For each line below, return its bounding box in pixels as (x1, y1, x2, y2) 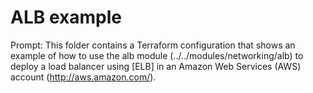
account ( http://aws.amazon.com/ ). (10, 71, 157, 83)
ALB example (10, 6, 122, 29)
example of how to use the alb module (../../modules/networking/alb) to (10, 49, 304, 61)
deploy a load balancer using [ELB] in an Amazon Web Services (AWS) (10, 60, 302, 72)
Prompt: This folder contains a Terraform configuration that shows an (10, 39, 296, 51)
